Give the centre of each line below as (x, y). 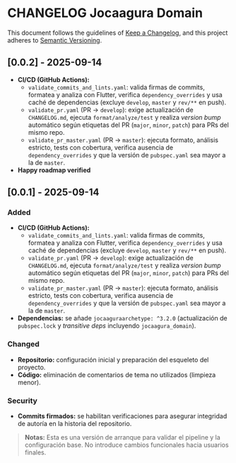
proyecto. (31, 367)
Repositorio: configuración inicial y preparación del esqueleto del (113, 359)
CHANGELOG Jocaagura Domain (105, 13)
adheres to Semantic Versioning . (55, 40)
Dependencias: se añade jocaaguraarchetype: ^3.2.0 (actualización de (122, 318)
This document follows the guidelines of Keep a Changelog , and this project (118, 33)
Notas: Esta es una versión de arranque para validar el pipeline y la (122, 437)
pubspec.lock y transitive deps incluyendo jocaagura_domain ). (107, 326)
